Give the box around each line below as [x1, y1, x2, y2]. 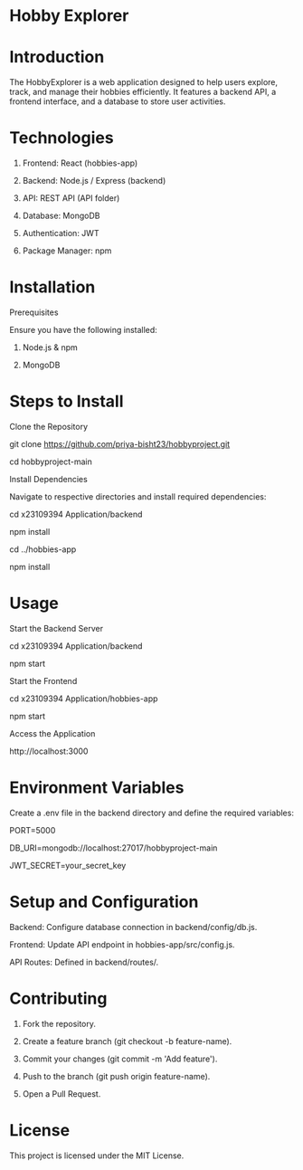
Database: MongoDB [22, 210, 100, 222]
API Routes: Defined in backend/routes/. [9, 956, 159, 967]
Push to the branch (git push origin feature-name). [22, 1070, 211, 1081]
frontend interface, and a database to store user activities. [9, 96, 226, 107]
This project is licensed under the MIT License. [9, 1150, 185, 1161]
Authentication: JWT [22, 228, 99, 239]
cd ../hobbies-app [9, 544, 77, 555]
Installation [9, 277, 96, 298]
